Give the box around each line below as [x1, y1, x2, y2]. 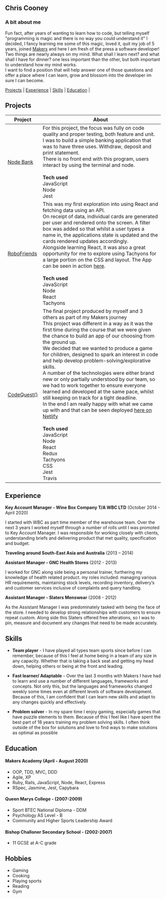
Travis [42, 475, 57, 482]
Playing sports [12, 878, 42, 884]
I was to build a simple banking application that [42, 137, 152, 144]
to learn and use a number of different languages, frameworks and [12, 678, 148, 684]
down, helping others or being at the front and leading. [12, 663, 124, 669]
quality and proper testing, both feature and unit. [42, 131, 155, 138]
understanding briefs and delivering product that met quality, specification [5, 535, 157, 541]
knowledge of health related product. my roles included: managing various [5, 574, 157, 581]
